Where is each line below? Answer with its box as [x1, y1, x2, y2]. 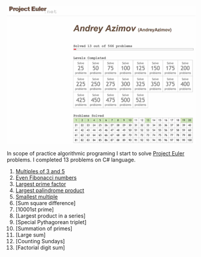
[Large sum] [15, 231, 46, 238]
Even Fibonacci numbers [15, 174, 77, 181]
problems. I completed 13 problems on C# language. [7, 156, 136, 163]
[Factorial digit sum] [15, 244, 65, 251]
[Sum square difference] [15, 199, 76, 206]
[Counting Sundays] [15, 237, 65, 244]
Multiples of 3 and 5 [15, 167, 65, 175]
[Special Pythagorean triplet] [15, 218, 87, 225]
